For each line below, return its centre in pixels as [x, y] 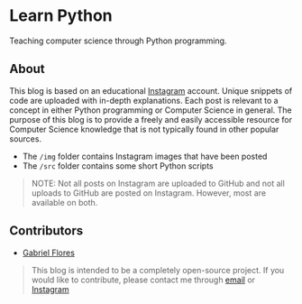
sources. [26, 138]
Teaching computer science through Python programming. [118, 41]
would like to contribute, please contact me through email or [143, 280]
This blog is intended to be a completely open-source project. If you [158, 270]
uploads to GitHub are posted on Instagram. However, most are [149, 193]
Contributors [46, 231]
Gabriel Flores [48, 253]
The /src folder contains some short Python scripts [118, 166]
